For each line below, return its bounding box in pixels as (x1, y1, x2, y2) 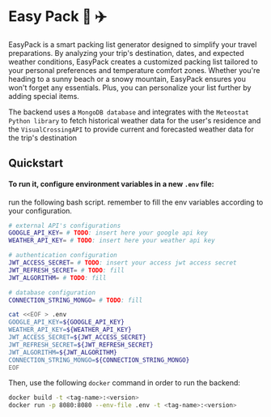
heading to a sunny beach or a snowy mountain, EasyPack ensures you (8, 74, 247, 84)
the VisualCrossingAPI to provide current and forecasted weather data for (8, 124, 255, 134)
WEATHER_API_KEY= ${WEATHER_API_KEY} (8, 326, 132, 334)
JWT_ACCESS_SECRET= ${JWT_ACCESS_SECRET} (8, 333, 147, 342)
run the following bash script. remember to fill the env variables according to (8, 197, 264, 207)
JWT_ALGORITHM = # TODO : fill (8, 273, 107, 282)
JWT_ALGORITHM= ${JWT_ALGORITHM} (8, 348, 117, 356)
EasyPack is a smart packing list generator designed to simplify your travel (8, 39, 257, 49)
